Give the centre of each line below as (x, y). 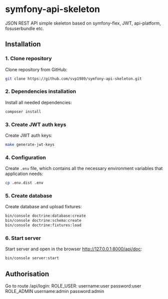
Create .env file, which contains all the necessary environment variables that (84, 169)
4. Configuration (25, 158)
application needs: (24, 174)
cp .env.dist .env (24, 183)
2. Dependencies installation (41, 91)
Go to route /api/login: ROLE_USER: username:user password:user (73, 286)
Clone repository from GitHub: (36, 69)
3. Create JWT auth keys (36, 124)
